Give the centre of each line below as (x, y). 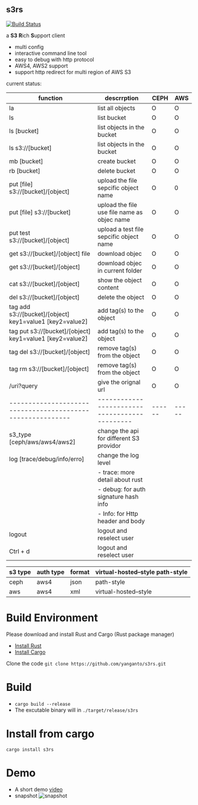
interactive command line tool (51, 53)
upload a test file (121, 229)
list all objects (116, 108)
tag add (20, 307)
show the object (120, 280)
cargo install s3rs (30, 749)
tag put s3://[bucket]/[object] (50, 331)
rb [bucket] (25, 171)
